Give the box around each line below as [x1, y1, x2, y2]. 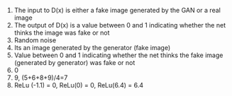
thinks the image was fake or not [13, 28, 110, 37]
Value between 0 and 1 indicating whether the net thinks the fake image [13, 51, 223, 59]
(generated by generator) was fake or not [13, 59, 136, 66]
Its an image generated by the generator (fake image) [13, 44, 171, 52]
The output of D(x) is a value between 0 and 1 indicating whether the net [13, 21, 226, 29]
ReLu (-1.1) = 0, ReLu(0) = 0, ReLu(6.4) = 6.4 [13, 81, 144, 89]
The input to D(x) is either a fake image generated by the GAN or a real [13, 6, 221, 14]
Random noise [13, 36, 57, 44]
